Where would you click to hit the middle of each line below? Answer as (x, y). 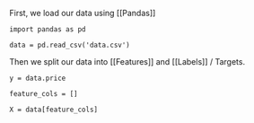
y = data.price (38, 78)
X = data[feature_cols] (54, 110)
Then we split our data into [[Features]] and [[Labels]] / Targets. (127, 61)
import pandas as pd (48, 30)
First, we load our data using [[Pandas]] (83, 13)
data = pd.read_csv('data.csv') (70, 45)
